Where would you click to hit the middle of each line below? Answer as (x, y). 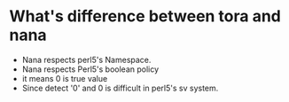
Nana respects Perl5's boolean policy (90, 69)
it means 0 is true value (65, 78)
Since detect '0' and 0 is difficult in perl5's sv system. (120, 88)
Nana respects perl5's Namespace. (86, 59)
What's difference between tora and (145, 16)
